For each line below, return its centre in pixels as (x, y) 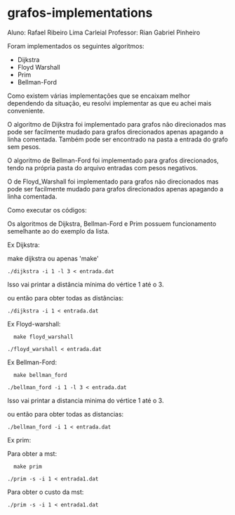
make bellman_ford (41, 375)
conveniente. (26, 110)
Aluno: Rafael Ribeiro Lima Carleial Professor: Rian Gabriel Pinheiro (104, 32)
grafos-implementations (80, 13)
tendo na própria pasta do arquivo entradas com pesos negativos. (103, 167)
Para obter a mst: (32, 453)
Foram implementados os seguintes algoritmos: (76, 46)
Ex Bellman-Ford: (32, 362)
